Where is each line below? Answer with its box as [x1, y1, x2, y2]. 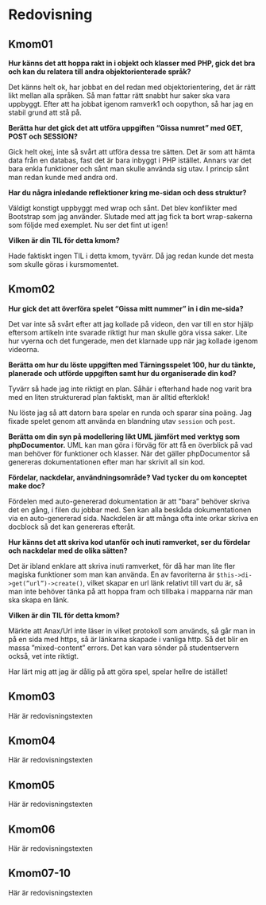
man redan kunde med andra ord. [8, 173, 118, 182]
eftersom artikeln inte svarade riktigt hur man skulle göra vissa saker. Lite [8, 327, 248, 337]
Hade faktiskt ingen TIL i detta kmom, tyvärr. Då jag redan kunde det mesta [8, 251, 254, 261]
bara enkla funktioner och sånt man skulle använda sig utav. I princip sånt [8, 164, 249, 173]
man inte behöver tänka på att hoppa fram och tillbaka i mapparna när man [8, 586, 253, 596]
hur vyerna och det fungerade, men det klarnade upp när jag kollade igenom [8, 336, 258, 346]
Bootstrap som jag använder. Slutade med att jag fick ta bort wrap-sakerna [8, 212, 253, 221]
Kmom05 [8, 778, 56, 792]
